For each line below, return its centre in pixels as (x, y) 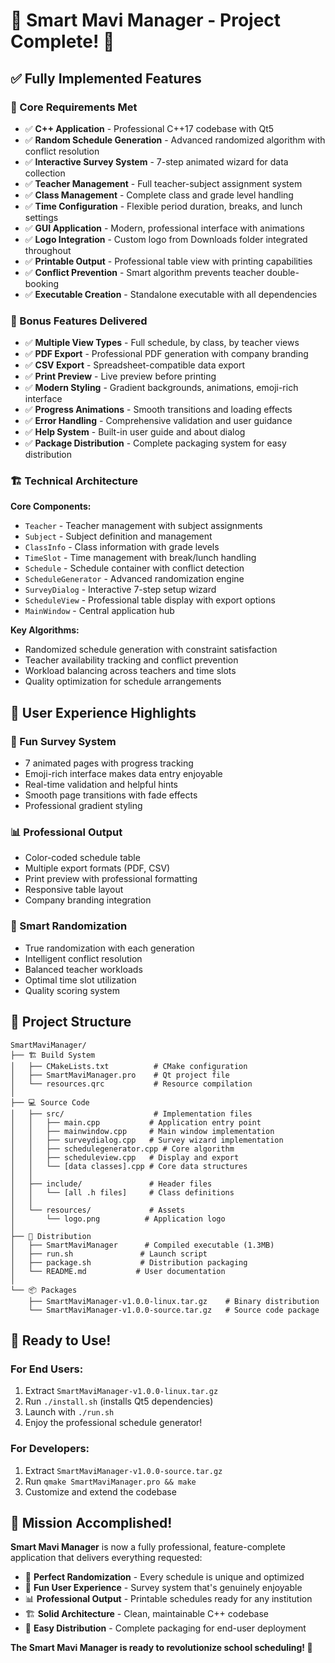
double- (283, 272)
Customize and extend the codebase (100, 1491)
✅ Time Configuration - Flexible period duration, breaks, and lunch (163, 206)
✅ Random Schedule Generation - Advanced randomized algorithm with (175, 140)
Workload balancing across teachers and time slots (130, 671)
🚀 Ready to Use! (61, 1340)
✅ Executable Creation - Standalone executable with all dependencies (171, 294)
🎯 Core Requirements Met (74, 107)
